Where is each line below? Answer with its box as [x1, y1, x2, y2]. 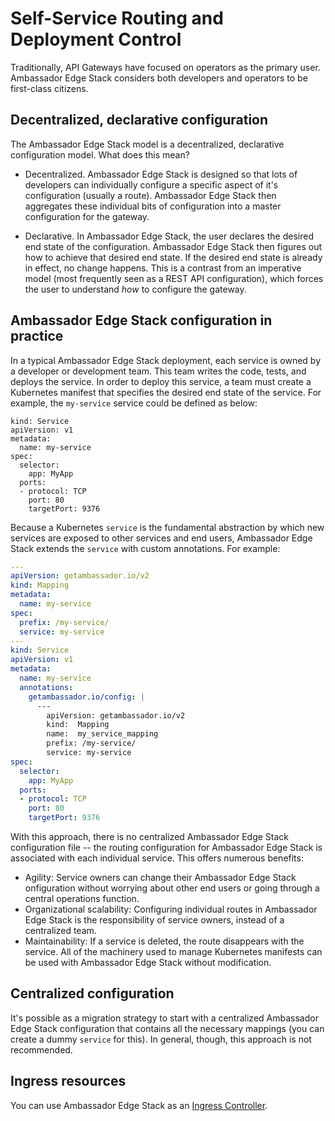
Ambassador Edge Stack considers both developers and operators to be [10, 72, 308, 84]
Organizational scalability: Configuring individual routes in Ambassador [24, 903, 318, 916]
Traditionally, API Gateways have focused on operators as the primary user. [10, 61, 321, 73]
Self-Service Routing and [10, 7, 224, 30]
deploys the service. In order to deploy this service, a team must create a [10, 375, 312, 387]
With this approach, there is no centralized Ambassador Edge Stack [10, 831, 289, 843]
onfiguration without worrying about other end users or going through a [24, 882, 320, 894]
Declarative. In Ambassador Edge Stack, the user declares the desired [24, 230, 314, 242]
